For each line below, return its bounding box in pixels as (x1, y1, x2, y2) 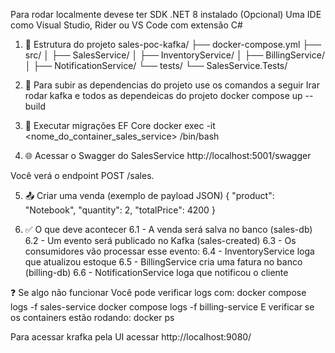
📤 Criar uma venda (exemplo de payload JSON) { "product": (24, 190, 275, 201)
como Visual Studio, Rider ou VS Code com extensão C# (10, 19, 243, 31)
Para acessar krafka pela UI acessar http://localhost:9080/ (10, 331, 252, 343)
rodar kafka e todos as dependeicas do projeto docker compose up (24, 90, 303, 101)
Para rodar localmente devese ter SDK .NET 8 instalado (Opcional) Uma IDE (10, 9, 322, 20)
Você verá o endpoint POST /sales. (10, 170, 155, 181)
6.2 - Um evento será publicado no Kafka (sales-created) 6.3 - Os (24, 235, 297, 246)
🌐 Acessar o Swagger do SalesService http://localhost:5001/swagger (24, 150, 312, 161)
